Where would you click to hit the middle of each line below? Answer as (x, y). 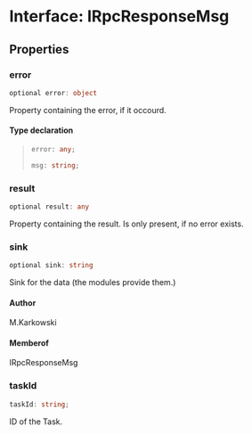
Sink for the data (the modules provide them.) (93, 283)
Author (23, 303)
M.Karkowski (33, 323)
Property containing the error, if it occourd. (88, 110)
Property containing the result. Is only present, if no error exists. (126, 224)
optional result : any (49, 207)
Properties (39, 49)
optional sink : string (51, 266)
